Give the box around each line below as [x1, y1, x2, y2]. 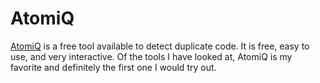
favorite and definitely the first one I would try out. [10, 61, 217, 73]
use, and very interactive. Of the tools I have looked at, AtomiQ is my [10, 50, 293, 62]
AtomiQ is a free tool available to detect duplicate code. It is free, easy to [10, 40, 310, 52]
